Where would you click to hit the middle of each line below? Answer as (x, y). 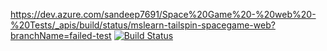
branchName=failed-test (61, 35)
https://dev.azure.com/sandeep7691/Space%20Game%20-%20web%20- (163, 14)
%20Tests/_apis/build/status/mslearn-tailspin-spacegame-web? (143, 25)
